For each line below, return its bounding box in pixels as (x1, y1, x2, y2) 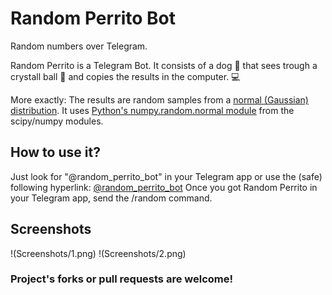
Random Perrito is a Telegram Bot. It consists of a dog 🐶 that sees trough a (10, 59, 318, 71)
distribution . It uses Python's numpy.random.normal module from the (10, 104, 295, 116)
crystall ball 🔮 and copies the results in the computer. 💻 (10, 70, 241, 82)
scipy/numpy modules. (10, 115, 104, 127)
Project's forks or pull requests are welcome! (10, 272, 234, 286)
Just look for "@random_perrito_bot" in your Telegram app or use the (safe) (10, 170, 323, 182)
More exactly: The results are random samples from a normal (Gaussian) (10, 93, 309, 106)
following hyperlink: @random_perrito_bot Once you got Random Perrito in (10, 181, 318, 193)
